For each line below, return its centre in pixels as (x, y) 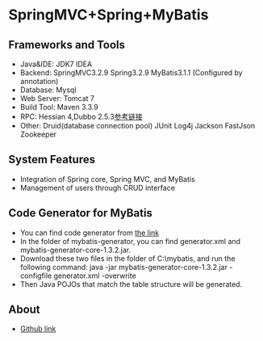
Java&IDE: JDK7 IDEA (56, 64)
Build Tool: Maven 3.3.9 (59, 107)
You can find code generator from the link (90, 233)
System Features (52, 160)
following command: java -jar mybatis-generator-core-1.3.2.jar (124, 267)
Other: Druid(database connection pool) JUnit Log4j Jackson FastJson (138, 126)
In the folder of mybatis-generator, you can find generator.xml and (130, 241)
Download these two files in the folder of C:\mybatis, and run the (127, 258)
